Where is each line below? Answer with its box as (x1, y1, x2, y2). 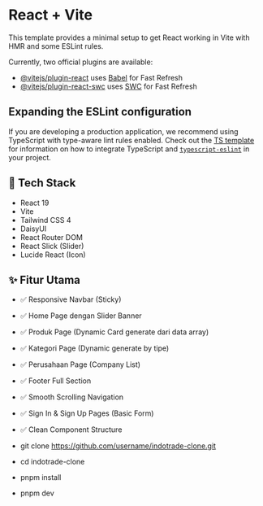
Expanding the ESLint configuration (8, 105, 192, 119)
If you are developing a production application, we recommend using (8, 126, 239, 136)
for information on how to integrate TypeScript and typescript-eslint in (8, 144, 250, 154)
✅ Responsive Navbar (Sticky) (19, 294, 122, 304)
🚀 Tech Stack (8, 177, 76, 190)
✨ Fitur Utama (8, 273, 81, 286)
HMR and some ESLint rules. (8, 41, 104, 50)
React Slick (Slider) (19, 241, 84, 251)
